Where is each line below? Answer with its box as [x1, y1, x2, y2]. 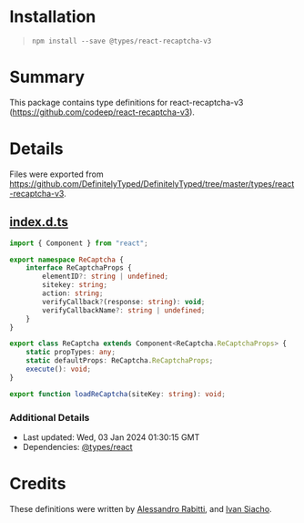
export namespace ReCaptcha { [9, 255, 125, 264]
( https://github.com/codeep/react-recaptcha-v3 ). [9, 107, 196, 118]
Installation [9, 6, 96, 27]
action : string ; [42, 289, 104, 298]
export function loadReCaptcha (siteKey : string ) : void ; [9, 389, 226, 398]
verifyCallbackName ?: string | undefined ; [42, 305, 206, 315]
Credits [9, 474, 66, 494]
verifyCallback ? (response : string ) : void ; [42, 297, 206, 306]
